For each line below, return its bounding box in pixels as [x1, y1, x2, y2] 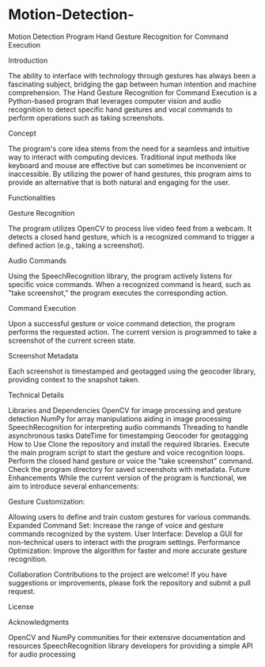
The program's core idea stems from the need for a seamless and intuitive [8, 144, 250, 153]
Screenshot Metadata [8, 351, 79, 360]
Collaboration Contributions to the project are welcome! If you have [8, 569, 228, 579]
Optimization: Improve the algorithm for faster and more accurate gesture [8, 546, 248, 555]
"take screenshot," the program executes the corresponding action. [8, 288, 228, 297]
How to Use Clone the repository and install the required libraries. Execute [8, 439, 250, 449]
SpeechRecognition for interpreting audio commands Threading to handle [8, 422, 248, 431]
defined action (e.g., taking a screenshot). [8, 240, 145, 250]
